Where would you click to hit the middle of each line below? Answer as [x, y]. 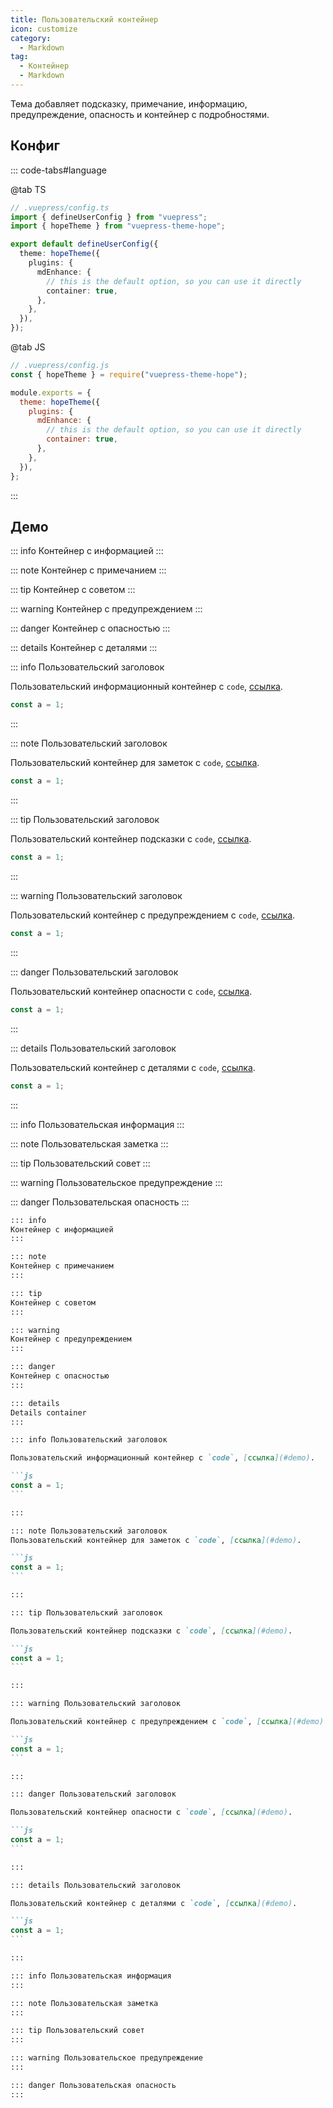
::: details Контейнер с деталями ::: [84, 648]
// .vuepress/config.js [60, 366]
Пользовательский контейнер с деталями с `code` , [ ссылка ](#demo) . [154, 1903]
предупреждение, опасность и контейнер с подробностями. [140, 114]
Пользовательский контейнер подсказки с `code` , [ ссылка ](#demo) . [151, 1631]
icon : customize [44, 29]
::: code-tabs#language [58, 170]
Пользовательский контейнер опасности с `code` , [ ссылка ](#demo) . [151, 1812]
